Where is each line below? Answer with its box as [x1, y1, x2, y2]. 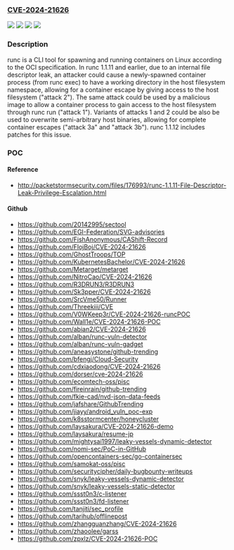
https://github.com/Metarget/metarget [17, 265, 129, 273]
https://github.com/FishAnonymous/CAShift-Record [17, 235, 168, 244]
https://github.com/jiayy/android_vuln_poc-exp [17, 407, 153, 415]
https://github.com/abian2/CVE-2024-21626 [17, 325, 146, 333]
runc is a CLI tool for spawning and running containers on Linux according [7, 55, 222, 64]
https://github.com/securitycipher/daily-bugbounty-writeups [17, 467, 193, 475]
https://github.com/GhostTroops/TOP [17, 250, 126, 258]
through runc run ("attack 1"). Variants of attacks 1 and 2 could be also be [7, 108, 220, 116]
